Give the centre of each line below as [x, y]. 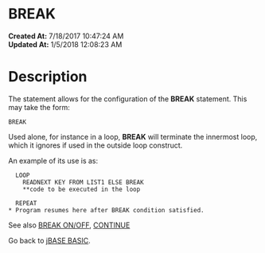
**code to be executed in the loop [82, 189]
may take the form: [39, 107]
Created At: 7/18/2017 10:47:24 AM [66, 36]
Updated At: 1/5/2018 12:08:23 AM [65, 44]
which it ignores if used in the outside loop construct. [95, 145]
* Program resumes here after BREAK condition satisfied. [106, 210]
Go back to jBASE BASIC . [50, 240]
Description [48, 77]
